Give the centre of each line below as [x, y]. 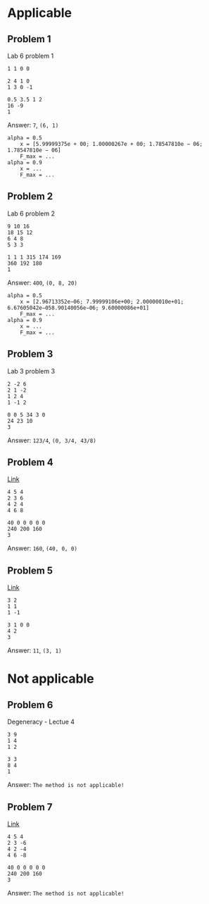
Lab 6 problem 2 [31, 213]
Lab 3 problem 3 [31, 371]
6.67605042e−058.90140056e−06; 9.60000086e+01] [78, 308]
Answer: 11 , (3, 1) [34, 650]
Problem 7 [30, 807]
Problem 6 [30, 705]
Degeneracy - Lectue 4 [41, 722]
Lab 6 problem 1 [31, 56]
